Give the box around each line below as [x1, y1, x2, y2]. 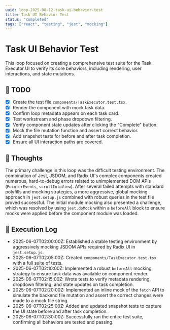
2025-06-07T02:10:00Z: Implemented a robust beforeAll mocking [12, 265, 152, 271]
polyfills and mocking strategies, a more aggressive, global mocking [5, 189, 148, 195]
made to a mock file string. [12, 298, 69, 304]
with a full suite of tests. [12, 260, 63, 266]
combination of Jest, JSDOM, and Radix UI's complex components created [5, 173, 162, 179]
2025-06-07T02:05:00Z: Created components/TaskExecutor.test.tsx [12, 255, 157, 261]
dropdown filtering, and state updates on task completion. [12, 281, 134, 287]
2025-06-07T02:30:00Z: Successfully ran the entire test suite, [12, 314, 144, 320]
